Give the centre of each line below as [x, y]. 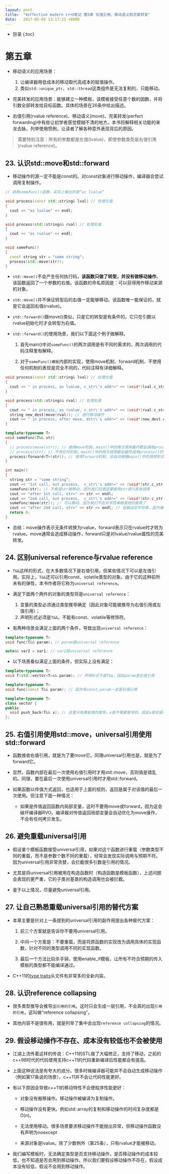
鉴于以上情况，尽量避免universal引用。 [53, 890]
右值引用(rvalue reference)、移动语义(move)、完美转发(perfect [78, 116]
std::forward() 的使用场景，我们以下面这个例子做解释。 [70, 334]
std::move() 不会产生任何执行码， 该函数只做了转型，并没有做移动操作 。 [87, 276]
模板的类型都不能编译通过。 [49, 965]
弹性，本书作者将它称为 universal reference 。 [74, 583]
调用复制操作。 [28, 182]
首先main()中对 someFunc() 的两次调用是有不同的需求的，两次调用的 [89, 345]
